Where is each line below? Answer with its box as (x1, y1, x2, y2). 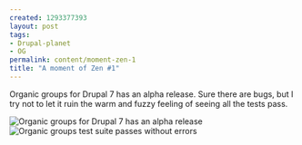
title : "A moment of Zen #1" (9, 64, 120, 73)
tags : (9, 30, 30, 39)
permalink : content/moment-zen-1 (9, 55, 136, 64)
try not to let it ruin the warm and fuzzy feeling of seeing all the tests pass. (9, 98, 288, 109)
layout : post (9, 22, 59, 31)
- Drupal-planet (9, 38, 71, 48)
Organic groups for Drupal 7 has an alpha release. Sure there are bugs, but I (9, 88, 294, 100)
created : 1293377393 (9, 13, 88, 23)
